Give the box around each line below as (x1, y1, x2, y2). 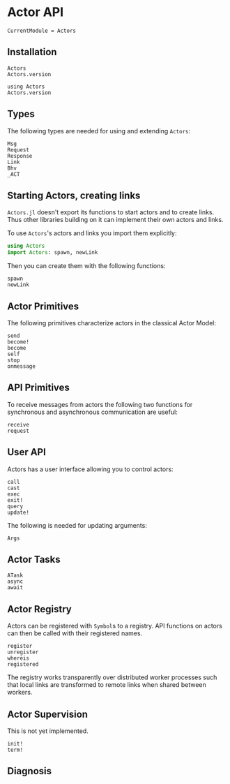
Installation (7, 46, 57, 58)
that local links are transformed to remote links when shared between (7, 681, 207, 689)
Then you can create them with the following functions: (7, 262, 166, 270)
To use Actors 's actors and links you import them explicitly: (7, 229, 177, 237)
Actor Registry (7, 603, 72, 615)
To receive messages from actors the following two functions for (7, 400, 193, 408)
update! (7, 509, 30, 516)
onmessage (7, 362, 36, 370)
